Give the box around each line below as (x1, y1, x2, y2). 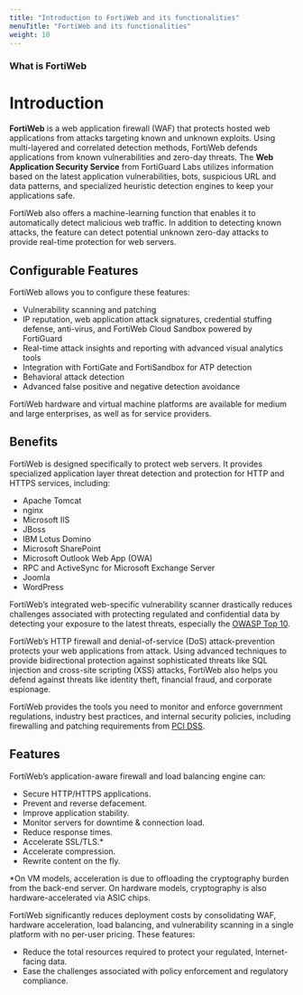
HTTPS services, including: (9, 477, 111, 488)
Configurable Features (9, 263, 139, 278)
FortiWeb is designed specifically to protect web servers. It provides (9, 458, 263, 469)
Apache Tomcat (22, 494, 82, 506)
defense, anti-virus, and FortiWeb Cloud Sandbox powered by (22, 324, 252, 334)
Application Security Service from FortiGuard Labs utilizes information (9, 162, 274, 173)
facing (22, 955, 47, 967)
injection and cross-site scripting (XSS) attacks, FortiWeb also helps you (9, 664, 278, 675)
